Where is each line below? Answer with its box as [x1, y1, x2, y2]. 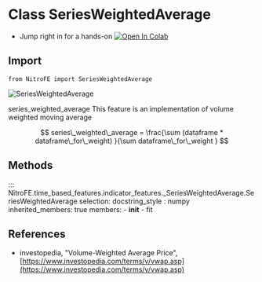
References [8, 227, 66, 240]
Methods [8, 159, 53, 172]
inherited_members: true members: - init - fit [8, 204, 153, 214]
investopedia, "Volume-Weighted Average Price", [19, 248, 178, 258]
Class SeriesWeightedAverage [8, 5, 212, 24]
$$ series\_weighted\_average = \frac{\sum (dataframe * [40, 127, 224, 137]
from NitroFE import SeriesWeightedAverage [8, 75, 153, 83]
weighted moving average [8, 112, 93, 122]
